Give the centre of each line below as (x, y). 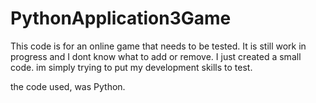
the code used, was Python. (68, 86)
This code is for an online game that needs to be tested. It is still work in (158, 46)
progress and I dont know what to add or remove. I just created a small (156, 56)
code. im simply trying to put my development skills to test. (131, 67)
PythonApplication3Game (121, 18)
